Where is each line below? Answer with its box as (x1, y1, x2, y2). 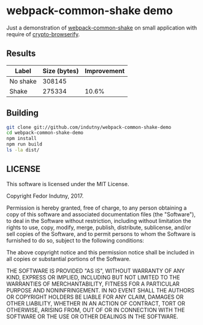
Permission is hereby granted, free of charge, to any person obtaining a (6, 204, 187, 211)
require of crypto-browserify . (6, 30, 80, 37)
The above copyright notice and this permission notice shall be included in (6, 248, 194, 256)
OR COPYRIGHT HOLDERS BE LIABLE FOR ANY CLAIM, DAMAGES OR (6, 293, 184, 300)
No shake (9, 77, 37, 85)
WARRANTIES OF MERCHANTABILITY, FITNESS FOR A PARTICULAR (6, 280, 180, 288)
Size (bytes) (42, 66, 79, 75)
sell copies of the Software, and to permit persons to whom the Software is (6, 230, 196, 237)
